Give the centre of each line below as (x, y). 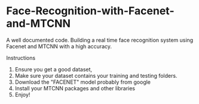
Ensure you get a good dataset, (53, 69)
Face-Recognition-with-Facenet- (90, 11)
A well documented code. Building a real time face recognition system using (100, 40)
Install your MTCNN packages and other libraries (75, 88)
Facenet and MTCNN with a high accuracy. (59, 46)
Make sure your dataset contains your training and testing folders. (96, 75)
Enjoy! (22, 94)
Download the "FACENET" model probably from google (83, 82)
